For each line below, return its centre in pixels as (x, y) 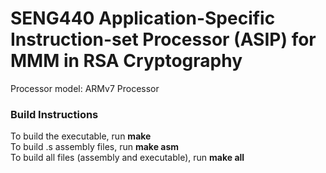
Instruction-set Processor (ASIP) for (163, 39)
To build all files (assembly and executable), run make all (127, 158)
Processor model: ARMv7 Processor (85, 88)
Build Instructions (54, 114)
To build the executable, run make (81, 136)
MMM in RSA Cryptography (126, 61)
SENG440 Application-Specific (143, 18)
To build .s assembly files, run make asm (95, 147)
